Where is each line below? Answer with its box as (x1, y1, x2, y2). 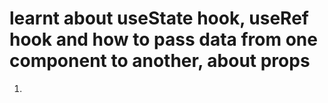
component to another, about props (9, 50, 311, 72)
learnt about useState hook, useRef (9, 7, 309, 30)
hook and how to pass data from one (9, 28, 318, 51)
